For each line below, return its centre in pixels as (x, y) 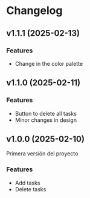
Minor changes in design (46, 120)
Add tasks (27, 183)
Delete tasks (31, 189)
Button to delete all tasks (46, 113)
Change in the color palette (49, 63)
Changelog (34, 11)
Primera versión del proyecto (42, 154)
